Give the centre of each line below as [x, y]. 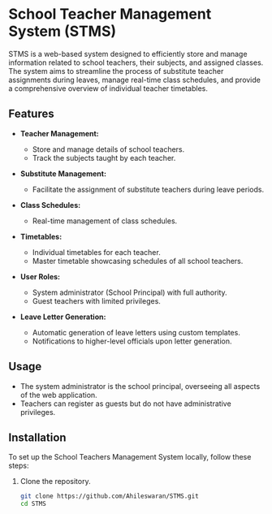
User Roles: [40, 276]
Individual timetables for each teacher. [96, 252]
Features [31, 114]
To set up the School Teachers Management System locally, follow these [130, 457]
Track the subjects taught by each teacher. [104, 158]
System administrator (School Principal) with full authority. [130, 292]
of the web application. [58, 395]
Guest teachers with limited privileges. [96, 300]
